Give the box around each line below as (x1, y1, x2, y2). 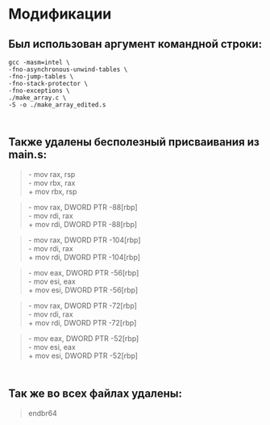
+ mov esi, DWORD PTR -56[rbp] (27, 284, 139, 295)
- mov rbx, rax (27, 178, 76, 187)
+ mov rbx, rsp (27, 187, 77, 196)
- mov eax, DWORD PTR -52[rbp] (27, 333, 139, 343)
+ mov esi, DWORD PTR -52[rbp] (27, 351, 139, 360)
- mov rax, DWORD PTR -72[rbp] (27, 301, 137, 310)
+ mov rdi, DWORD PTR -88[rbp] (27, 219, 138, 229)
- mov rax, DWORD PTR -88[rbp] (27, 202, 139, 212)
